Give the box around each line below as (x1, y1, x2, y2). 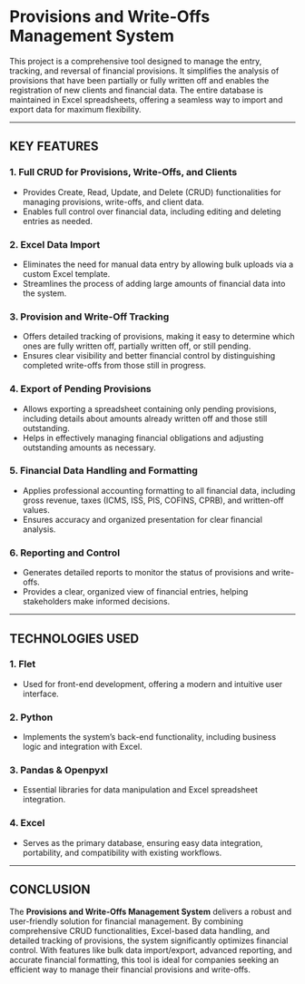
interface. (22, 688, 59, 699)
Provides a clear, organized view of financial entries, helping (22, 586, 249, 597)
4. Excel (9, 817, 45, 830)
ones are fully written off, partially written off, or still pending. (22, 340, 251, 351)
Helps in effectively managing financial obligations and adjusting (22, 432, 264, 443)
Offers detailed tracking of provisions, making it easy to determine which (22, 331, 295, 342)
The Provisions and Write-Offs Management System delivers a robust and (9, 906, 292, 917)
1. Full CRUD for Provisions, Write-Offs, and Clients (9, 166, 238, 179)
